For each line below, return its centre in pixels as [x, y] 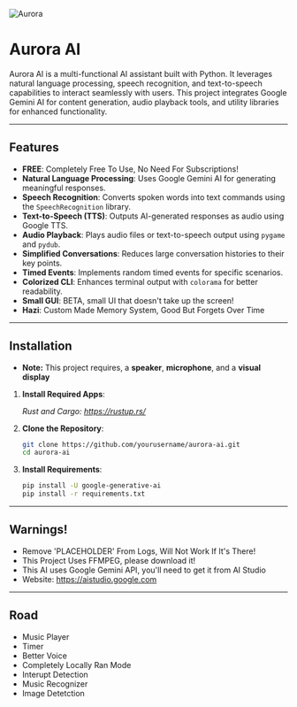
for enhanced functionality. [58, 111]
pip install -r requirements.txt [84, 494]
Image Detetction [53, 693]
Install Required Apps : [64, 394]
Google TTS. [45, 225]
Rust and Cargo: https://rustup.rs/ [84, 411]
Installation [41, 346]
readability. [42, 291]
